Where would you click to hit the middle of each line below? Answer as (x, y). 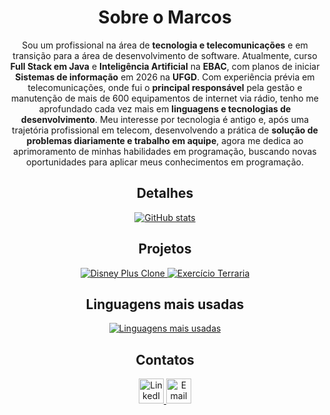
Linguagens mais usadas (165, 304)
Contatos (165, 359)
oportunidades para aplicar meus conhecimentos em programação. (165, 162)
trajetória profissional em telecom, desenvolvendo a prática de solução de (165, 130)
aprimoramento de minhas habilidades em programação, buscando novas (165, 151)
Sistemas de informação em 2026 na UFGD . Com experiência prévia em (165, 77)
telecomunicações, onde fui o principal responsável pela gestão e (165, 87)
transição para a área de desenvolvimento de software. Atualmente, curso (165, 55)
